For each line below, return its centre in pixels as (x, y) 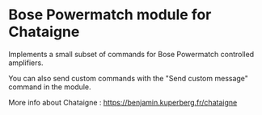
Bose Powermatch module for (110, 15)
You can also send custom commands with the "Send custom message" (129, 78)
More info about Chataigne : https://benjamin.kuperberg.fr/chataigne (123, 102)
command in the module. (50, 87)
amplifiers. (26, 63)
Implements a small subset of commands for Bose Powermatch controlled (131, 54)
